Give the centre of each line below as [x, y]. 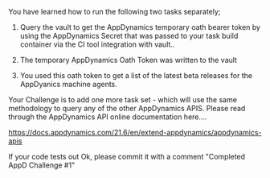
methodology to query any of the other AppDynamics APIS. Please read [127, 108]
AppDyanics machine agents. [69, 84]
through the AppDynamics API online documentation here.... [108, 117]
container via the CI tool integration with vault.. [97, 44]
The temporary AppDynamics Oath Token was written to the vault [128, 60]
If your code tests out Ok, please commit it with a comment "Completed [127, 157]
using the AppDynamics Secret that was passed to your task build [129, 36]
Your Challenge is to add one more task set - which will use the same [123, 99]
